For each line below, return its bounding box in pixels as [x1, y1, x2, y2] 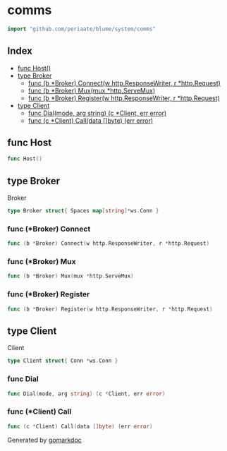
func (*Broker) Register [7, 289, 90, 299]
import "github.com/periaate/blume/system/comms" [7, 25, 157, 32]
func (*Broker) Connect [7, 224, 91, 234]
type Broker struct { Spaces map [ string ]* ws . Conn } [7, 208, 159, 215]
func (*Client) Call [7, 407, 72, 416]
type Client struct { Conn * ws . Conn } [7, 357, 118, 365]
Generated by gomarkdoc [7, 435, 82, 444]
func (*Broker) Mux [7, 257, 76, 267]
